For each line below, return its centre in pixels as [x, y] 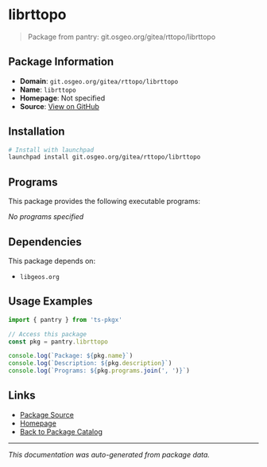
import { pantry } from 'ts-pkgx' [66, 320]
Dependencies [45, 242]
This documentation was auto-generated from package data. [109, 454]
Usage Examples [50, 302]
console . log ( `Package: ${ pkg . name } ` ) [71, 356]
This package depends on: [52, 261]
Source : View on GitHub [59, 106]
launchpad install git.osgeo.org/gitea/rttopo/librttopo [104, 157]
